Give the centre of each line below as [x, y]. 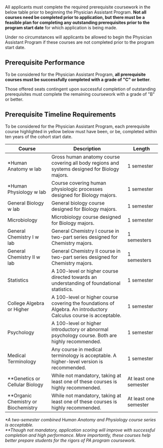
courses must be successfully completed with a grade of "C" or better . [78, 79]
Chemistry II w [24, 257]
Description [87, 149]
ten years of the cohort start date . [39, 137]
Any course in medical [77, 349]
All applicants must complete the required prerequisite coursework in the [78, 7]
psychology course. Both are [84, 335]
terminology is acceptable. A [84, 355]
